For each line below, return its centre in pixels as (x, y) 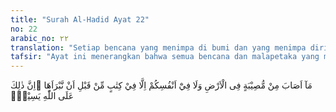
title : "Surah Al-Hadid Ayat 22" (80, 19)
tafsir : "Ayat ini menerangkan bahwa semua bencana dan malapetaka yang (165, 57)
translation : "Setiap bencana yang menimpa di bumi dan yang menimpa (158, 47)
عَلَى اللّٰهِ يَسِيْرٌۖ (42, 96)
